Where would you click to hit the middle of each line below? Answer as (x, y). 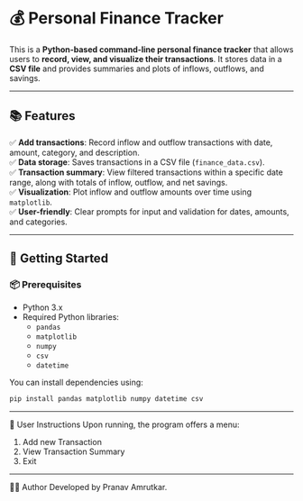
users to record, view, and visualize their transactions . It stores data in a (146, 59)
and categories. (38, 222)
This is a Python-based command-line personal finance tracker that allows (151, 49)
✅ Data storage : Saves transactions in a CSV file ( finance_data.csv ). (137, 162)
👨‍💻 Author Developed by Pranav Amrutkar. (88, 487)
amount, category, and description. (74, 152)
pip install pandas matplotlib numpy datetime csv (106, 399)
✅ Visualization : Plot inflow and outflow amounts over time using (131, 192)
